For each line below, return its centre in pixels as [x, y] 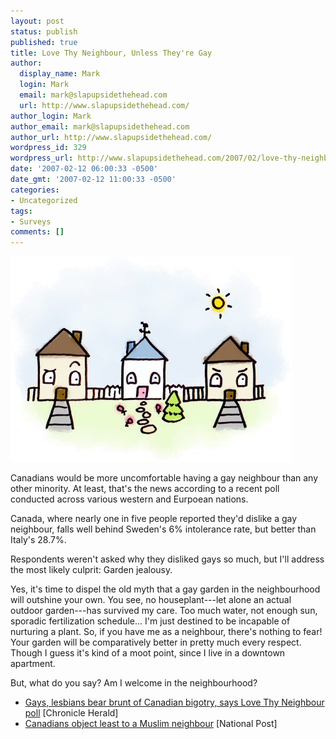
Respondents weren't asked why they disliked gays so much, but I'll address [167, 559]
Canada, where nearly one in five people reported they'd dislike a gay [154, 519]
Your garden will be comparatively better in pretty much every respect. [156, 642]
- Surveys [31, 221]
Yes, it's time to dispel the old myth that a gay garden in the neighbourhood [165, 589]
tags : [21, 211]
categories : [35, 190]
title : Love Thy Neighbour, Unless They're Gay [111, 53]
